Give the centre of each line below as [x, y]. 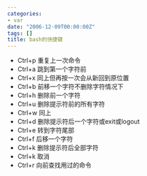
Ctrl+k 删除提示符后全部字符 [58, 148]
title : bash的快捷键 [35, 40]
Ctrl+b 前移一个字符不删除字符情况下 [70, 87]
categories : [24, 14]
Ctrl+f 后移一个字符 [45, 139]
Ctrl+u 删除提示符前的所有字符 [61, 104]
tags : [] [20, 33]
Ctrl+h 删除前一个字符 [49, 96]
